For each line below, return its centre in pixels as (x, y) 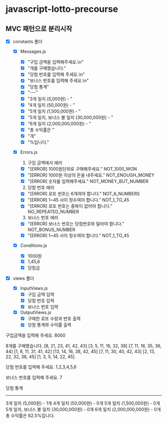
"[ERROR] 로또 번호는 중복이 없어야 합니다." (70, 206)
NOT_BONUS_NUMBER (52, 230)
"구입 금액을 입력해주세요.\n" (56, 62)
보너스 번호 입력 (43, 307)
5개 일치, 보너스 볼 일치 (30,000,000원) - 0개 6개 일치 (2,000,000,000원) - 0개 (83, 410)
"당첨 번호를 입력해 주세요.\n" (56, 74)
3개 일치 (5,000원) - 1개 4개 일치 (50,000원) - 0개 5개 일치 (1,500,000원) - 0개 (83, 403)
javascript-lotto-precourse (62, 9)
